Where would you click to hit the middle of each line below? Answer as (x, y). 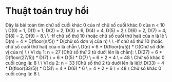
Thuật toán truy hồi (47, 11)
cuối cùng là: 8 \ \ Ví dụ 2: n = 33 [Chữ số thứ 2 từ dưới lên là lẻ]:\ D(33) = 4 (85, 63)
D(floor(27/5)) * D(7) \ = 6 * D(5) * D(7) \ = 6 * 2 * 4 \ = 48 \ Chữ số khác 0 (85, 57)
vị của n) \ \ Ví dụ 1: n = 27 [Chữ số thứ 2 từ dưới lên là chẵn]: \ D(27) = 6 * (84, 52)
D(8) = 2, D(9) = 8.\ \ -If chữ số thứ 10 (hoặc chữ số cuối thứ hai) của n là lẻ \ (86, 36)
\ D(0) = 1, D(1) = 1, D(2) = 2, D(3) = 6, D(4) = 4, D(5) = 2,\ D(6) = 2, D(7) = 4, (86, 30)
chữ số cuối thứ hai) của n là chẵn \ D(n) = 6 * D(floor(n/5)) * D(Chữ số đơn (85, 46)
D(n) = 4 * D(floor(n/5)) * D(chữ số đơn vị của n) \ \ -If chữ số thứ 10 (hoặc (84, 41)
